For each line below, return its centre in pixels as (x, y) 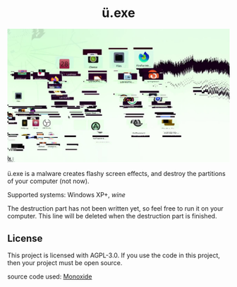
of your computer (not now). (48, 181)
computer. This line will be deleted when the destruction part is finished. (112, 216)
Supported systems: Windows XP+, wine (66, 195)
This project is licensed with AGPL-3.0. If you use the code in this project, (114, 255)
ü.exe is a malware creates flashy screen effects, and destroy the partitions (116, 174)
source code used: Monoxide (50, 276)
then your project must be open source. (65, 262)
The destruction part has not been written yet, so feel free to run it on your (115, 209)
